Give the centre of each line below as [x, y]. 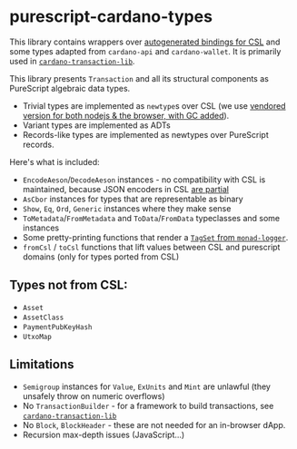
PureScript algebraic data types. [70, 88]
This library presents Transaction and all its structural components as [139, 78]
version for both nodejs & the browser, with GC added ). [126, 115]
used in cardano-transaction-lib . [72, 61]
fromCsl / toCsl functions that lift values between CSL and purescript [151, 247]
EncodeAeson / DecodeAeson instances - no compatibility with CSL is [144, 180]
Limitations [42, 365]
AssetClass [43, 317]
